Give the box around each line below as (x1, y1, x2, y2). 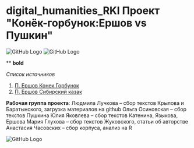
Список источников (6, 71, 55, 77)
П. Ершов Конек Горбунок (14, 82, 80, 89)
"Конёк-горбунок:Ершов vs (6, 16, 147, 30)
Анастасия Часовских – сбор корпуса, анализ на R (6, 124, 132, 131)
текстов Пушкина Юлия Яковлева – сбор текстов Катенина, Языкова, (6, 112, 178, 119)
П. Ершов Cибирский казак (14, 88, 83, 95)
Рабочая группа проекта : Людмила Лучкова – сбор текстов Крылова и (6, 99, 185, 106)
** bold (6, 59, 24, 66)
